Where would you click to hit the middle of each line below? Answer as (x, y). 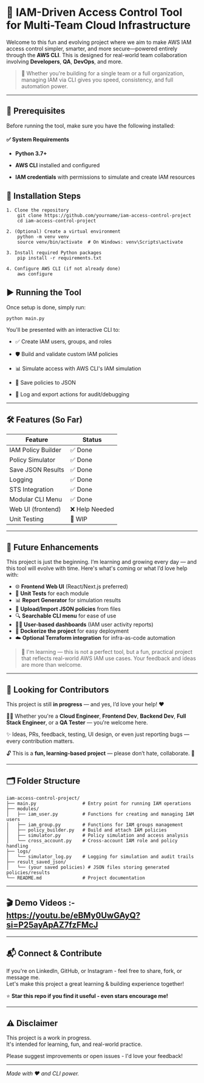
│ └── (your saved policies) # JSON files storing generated (88, 867)
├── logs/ (19, 851)
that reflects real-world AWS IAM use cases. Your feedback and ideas (108, 658)
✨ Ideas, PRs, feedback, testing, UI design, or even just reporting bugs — (98, 734)
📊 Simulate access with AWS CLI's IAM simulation (78, 368)
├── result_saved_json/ (36, 862)
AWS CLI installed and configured (57, 165)
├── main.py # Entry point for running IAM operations (99, 803)
